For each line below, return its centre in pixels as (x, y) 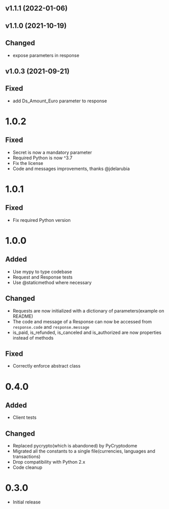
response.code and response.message (51, 327)
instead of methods (33, 337)
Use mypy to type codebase (42, 271)
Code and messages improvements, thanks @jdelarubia (71, 168)
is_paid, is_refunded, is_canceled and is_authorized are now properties (87, 332)
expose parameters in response (46, 55)
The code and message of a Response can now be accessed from (82, 321)
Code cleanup (27, 467)
